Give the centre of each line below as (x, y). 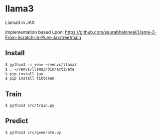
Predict (17, 121)
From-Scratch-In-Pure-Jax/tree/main (43, 37)
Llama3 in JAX (20, 22)
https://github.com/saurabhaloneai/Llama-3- (111, 32)
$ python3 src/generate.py (33, 133)
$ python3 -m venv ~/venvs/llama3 (41, 65)
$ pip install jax (24, 74)
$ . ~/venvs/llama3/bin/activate (40, 69)
